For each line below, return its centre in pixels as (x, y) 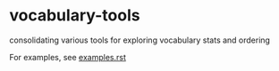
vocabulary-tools (75, 16)
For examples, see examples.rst (68, 57)
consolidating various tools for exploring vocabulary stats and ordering (140, 40)
